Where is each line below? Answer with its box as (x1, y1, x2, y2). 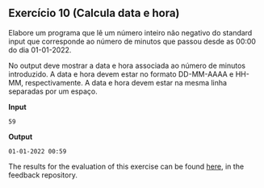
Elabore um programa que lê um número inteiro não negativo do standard (8, 27, 253, 37)
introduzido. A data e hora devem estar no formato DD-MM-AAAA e (8, 69, 234, 79)
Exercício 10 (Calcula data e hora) (8, 6, 180, 20)
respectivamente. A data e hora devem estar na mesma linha (25, 77, 228, 87)
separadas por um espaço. (8, 86, 98, 96)
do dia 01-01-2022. (8, 44, 72, 55)
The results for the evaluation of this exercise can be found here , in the (8, 161, 245, 171)
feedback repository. (8, 169, 78, 180)
